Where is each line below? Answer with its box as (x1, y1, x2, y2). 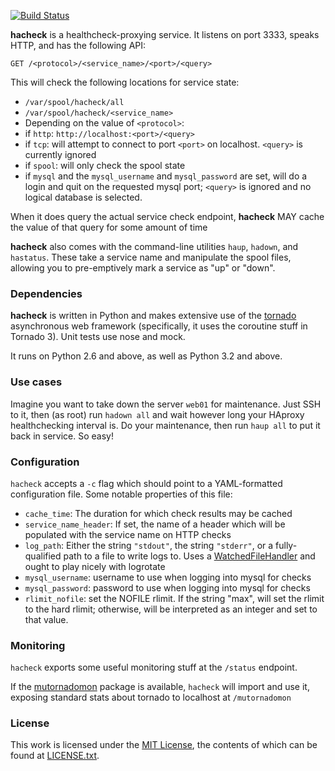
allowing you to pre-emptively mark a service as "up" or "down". (10, 262, 276, 274)
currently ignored (24, 149, 97, 160)
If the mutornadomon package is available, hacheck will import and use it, (10, 681, 310, 693)
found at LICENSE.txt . (10, 750, 100, 762)
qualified (24, 550, 62, 562)
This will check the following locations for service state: (10, 76, 240, 88)
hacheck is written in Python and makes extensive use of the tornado (10, 310, 297, 322)
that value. (24, 613, 69, 625)
